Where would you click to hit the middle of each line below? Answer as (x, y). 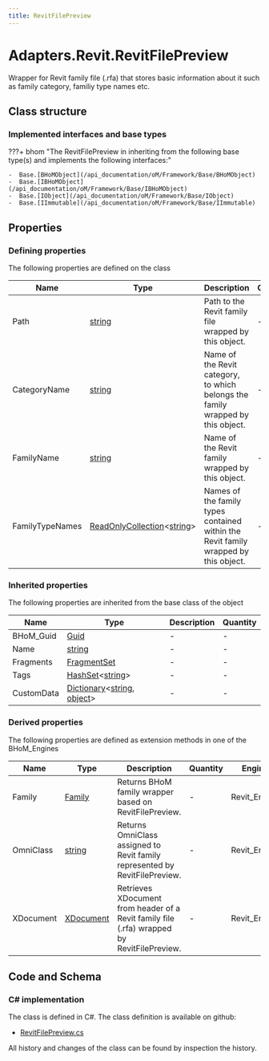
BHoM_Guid (35, 636)
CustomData (36, 693)
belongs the (226, 394)
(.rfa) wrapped (145, 928)
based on (135, 802)
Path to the (225, 301)
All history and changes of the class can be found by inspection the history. (133, 1048)
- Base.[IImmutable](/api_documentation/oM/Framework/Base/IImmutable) (132, 203)
